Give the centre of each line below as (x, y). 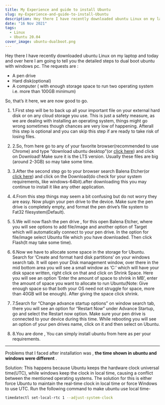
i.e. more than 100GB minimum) (44, 91)
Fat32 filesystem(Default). (39, 212)
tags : (11, 28)
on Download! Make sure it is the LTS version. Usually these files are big (85, 156)
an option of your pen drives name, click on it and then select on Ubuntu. (86, 324)
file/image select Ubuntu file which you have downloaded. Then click (82, 237)
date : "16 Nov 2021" (26, 23)
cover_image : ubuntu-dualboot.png (41, 42)
